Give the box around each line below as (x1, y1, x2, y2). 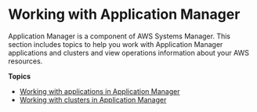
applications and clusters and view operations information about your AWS (8, 48, 249, 57)
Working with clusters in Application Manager (19, 95, 167, 104)
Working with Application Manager (8, 5, 241, 23)
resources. (8, 56, 43, 66)
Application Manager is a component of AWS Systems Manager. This (8, 31, 231, 41)
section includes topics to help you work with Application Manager (8, 39, 223, 49)
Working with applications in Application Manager (19, 86, 180, 96)
